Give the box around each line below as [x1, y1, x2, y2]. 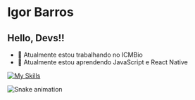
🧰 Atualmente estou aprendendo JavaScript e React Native [17, 58, 188, 66]
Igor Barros [7, 4, 74, 20]
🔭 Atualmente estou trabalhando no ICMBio [17, 50, 143, 59]
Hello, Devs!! [7, 32, 65, 44]
